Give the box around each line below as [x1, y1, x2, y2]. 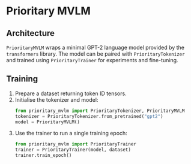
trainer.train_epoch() [14, 153, 72, 159]
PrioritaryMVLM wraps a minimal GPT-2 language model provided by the [6, 44, 185, 51]
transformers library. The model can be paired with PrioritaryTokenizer [6, 50, 185, 57]
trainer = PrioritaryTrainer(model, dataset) [14, 147, 131, 153]
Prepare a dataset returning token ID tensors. [14, 90, 127, 97]
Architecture [6, 28, 55, 38]
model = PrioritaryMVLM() [14, 119, 80, 125]
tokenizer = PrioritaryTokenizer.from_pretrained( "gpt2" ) [14, 113, 163, 119]
